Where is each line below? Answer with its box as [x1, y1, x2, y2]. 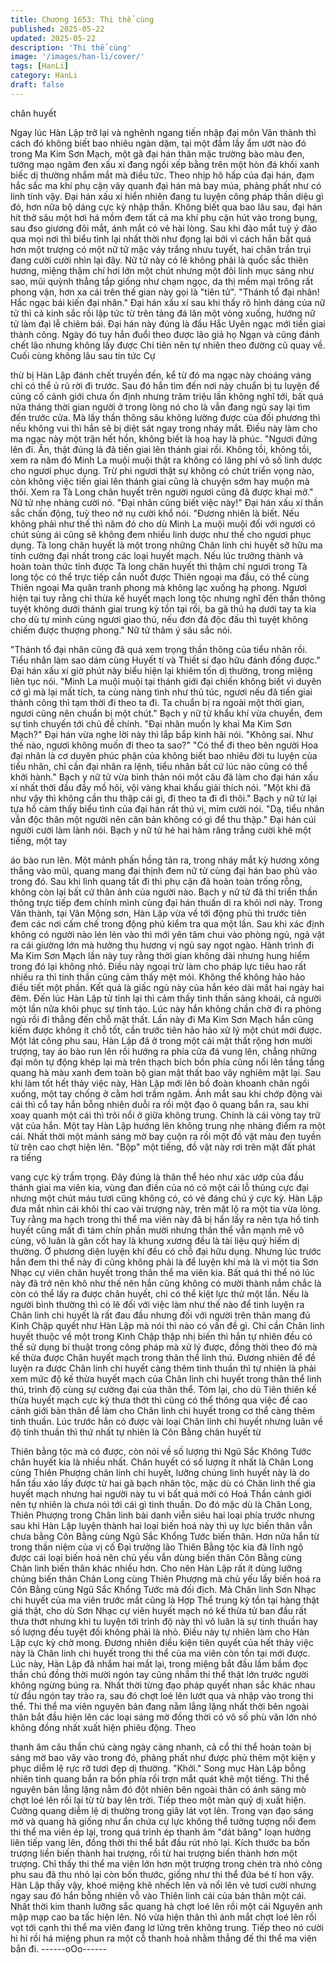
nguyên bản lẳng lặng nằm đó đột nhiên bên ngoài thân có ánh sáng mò [10, 1783, 307, 1795]
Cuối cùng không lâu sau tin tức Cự [10, 349, 156, 361]
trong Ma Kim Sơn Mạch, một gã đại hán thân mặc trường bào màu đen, [10, 147, 305, 160]
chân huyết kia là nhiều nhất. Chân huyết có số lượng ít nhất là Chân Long [10, 1456, 314, 1468]
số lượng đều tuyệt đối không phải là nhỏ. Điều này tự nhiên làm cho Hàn [10, 1626, 310, 1638]
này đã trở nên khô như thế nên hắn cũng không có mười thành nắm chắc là [10, 1277, 322, 1289]
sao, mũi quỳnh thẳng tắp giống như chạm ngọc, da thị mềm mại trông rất [10, 275, 314, 287]
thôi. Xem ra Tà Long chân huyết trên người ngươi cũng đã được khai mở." [10, 486, 314, 498]
